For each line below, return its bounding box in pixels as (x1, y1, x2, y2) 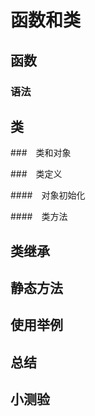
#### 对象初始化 (10, 189, 86, 201)
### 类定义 (10, 168, 63, 180)
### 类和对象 (10, 147, 72, 159)
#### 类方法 (10, 211, 68, 223)
